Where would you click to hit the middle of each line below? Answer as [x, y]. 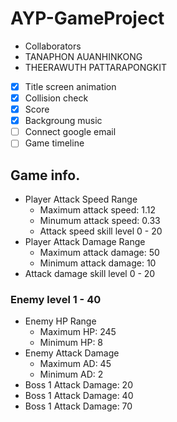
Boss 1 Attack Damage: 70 [78, 406]
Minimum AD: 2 [71, 374]
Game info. [45, 175]
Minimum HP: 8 [71, 343]
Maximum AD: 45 [75, 364]
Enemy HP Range [60, 321]
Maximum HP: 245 [78, 332]
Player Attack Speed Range [81, 199]
